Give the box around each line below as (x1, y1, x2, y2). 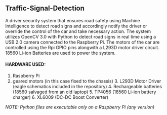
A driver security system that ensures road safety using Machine (5, 17, 140, 23)
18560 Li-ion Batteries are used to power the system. (5, 50, 116, 56)
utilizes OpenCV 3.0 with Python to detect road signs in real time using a (5, 33, 156, 40)
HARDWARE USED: (5, 61, 46, 67)
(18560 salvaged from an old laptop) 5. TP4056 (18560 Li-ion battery (12, 89, 156, 95)
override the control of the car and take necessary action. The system (5, 28, 151, 34)
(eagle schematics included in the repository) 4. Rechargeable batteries (12, 84, 162, 90)
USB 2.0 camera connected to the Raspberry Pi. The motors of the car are (5, 39, 160, 45)
